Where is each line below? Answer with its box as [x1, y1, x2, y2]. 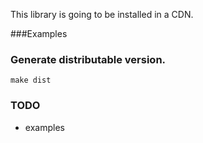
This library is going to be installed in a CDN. [10, 9, 194, 20]
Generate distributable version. [10, 52, 167, 66]
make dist [10, 75, 52, 86]
